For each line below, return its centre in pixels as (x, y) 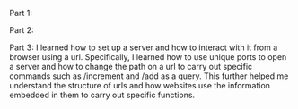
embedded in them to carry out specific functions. (102, 95)
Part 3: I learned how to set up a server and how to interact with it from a (144, 47)
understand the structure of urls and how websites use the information (140, 85)
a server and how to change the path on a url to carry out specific (131, 67)
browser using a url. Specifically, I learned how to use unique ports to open (148, 57)
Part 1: (21, 13)
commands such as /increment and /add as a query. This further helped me (149, 76)
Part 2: (22, 30)
